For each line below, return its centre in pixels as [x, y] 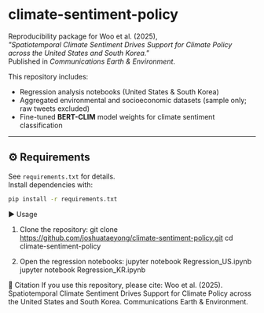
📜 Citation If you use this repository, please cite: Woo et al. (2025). [115, 285]
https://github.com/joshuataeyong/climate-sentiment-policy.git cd [126, 238]
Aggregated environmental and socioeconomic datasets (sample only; [133, 100]
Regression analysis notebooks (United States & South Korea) [119, 91]
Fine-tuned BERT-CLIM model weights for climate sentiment [117, 116]
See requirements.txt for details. [62, 176]
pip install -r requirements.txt [63, 199]
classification [41, 125]
